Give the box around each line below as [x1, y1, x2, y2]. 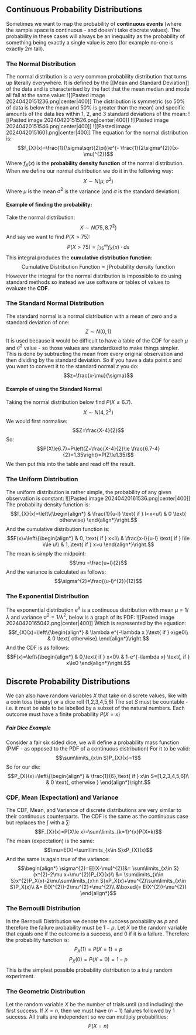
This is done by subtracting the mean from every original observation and [6, 351, 183, 358]
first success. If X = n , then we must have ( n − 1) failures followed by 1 [6, 1007, 175, 1014]
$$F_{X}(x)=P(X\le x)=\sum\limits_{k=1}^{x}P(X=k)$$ [35, 828, 162, 835]
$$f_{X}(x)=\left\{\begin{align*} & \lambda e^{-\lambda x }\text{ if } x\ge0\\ [8, 629, 188, 636]
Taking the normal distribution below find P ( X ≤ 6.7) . [6, 398, 133, 406]
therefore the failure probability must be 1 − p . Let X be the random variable [6, 924, 187, 931]
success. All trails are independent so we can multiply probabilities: [6, 1013, 169, 1020]
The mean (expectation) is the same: [6, 837, 95, 845]
